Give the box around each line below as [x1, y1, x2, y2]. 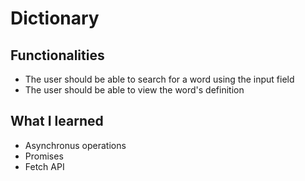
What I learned [10, 113, 104, 130]
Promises [24, 150, 64, 162]
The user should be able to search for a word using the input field [24, 73, 295, 85]
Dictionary [10, 7, 100, 30]
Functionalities [10, 47, 105, 64]
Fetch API [24, 160, 65, 172]
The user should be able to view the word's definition [24, 84, 245, 96]
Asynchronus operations [24, 139, 127, 151]
